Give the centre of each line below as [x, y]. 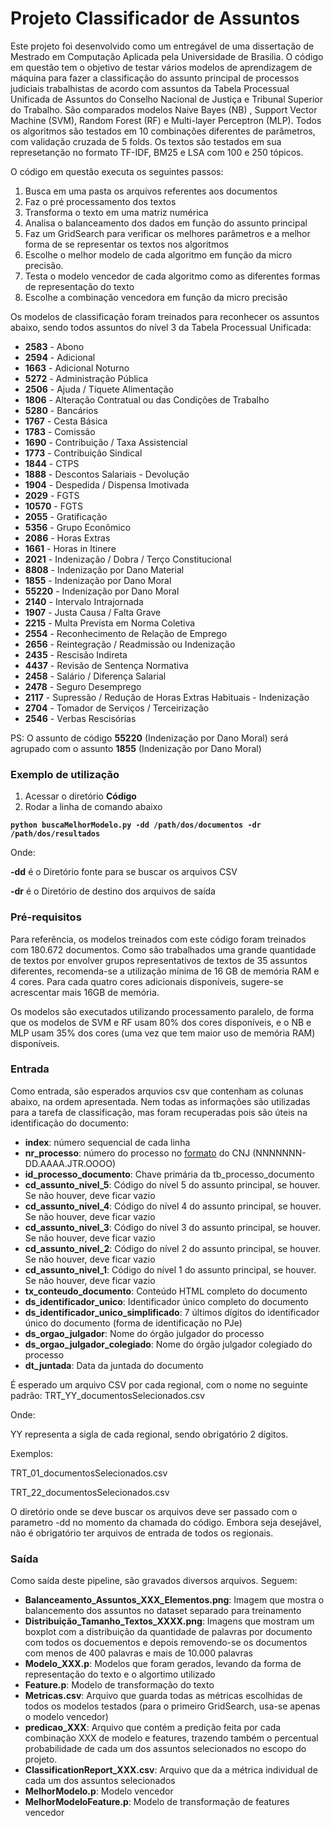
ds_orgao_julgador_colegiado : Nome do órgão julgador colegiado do [168, 1344]
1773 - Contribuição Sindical [83, 453]
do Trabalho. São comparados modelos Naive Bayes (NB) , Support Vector [164, 109]
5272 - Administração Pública [86, 378]
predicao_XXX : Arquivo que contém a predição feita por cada [153, 1728]
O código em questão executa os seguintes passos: [117, 171]
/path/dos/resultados [55, 834]
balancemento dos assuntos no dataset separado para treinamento [163, 1611]
